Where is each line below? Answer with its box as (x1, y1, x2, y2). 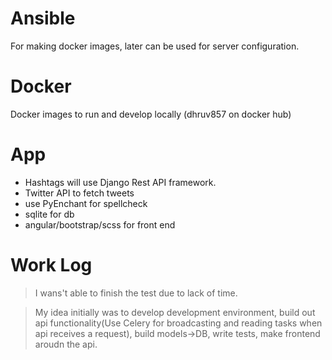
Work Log (10, 254, 93, 276)
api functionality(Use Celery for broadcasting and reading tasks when (34, 317, 323, 329)
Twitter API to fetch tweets (24, 187, 135, 199)
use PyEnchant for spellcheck (24, 197, 148, 209)
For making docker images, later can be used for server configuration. (10, 40, 300, 52)
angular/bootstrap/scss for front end (24, 218, 176, 231)
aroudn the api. (34, 338, 98, 350)
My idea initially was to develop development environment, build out (34, 306, 316, 318)
